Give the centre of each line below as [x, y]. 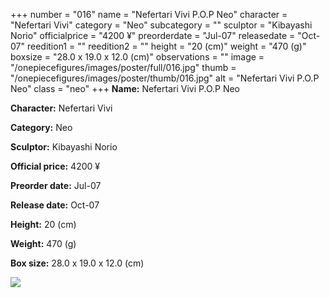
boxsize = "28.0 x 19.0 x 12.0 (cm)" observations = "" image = [137, 57]
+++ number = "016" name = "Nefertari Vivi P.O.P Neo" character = [149, 14]
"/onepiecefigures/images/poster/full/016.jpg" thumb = [123, 67]
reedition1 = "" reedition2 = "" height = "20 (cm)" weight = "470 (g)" [166, 46]
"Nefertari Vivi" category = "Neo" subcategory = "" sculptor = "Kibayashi [161, 25]
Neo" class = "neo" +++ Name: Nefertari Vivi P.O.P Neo [125, 88]
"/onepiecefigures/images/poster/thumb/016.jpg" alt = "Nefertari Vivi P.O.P [165, 78]
